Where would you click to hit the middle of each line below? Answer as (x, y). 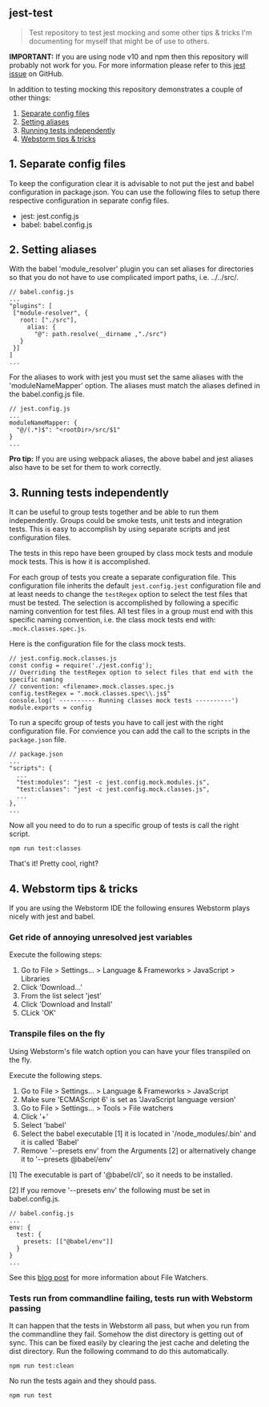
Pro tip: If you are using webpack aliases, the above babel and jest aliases (131, 459)
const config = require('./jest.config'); (81, 666)
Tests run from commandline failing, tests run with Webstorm (131, 1298)
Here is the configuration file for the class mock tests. (98, 644)
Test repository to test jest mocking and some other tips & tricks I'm (141, 32)
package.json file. (38, 740)
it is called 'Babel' (50, 1141)
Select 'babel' (44, 1125)
